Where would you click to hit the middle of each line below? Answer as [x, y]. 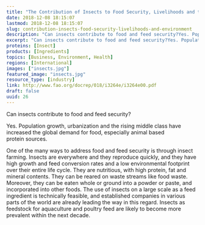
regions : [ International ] [39, 63]
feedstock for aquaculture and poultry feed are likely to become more [94, 209]
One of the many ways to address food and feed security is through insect [100, 150]
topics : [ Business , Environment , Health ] [60, 57]
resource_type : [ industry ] [41, 80]
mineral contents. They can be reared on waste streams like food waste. [97, 176]
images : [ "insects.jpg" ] [38, 68]
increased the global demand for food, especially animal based [85, 132]
